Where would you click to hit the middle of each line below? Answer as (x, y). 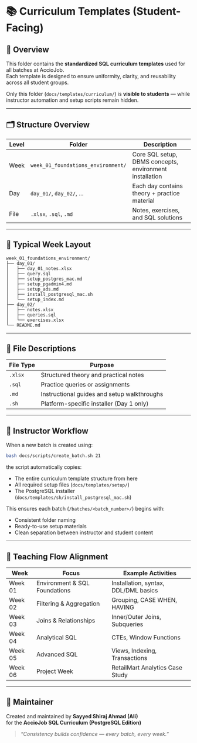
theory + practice (156, 193)
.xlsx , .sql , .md (52, 214)
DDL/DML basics (135, 590)
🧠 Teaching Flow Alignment (57, 557)
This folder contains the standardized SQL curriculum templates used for (96, 64)
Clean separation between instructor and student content (84, 532)
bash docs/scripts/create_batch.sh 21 (53, 456)
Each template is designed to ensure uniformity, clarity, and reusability (91, 76)
